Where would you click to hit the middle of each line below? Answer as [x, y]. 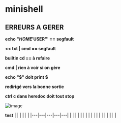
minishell [24, 9]
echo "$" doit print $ [27, 77]
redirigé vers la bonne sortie [35, 87]
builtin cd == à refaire [28, 58]
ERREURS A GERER [34, 27]
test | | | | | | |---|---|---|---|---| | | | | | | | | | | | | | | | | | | [61, 115]
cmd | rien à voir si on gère [33, 68]
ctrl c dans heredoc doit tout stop [40, 96]
